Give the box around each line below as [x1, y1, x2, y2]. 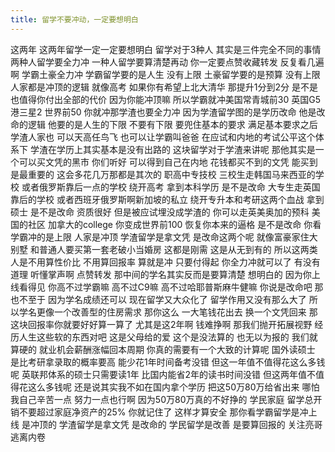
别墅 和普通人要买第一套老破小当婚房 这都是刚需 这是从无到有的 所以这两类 [10, 243, 318, 255]
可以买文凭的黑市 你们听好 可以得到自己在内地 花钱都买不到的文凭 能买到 [18, 156, 318, 168]
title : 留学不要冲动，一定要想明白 [10, 14, 139, 25]
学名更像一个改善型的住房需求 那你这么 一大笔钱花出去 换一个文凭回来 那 [18, 306, 318, 318]
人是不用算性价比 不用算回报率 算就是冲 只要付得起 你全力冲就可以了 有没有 [10, 256, 321, 268]
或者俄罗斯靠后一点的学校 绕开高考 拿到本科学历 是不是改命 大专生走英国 [21, 181, 321, 193]
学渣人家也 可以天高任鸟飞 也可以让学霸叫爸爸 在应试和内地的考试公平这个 [10, 131, 316, 143]
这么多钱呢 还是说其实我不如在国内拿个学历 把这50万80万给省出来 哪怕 [27, 381, 320, 393]
